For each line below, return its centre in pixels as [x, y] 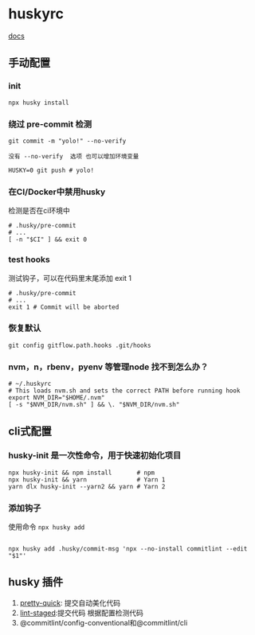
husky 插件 [36, 582]
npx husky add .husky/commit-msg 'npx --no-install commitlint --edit [128, 549]
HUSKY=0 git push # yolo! [51, 170]
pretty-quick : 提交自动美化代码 [70, 602]
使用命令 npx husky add [47, 527]
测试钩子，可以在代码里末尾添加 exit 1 [70, 278]
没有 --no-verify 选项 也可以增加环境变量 [74, 156]
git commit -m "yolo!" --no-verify [67, 141]
